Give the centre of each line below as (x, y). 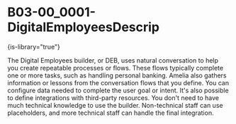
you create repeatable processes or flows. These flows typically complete (116, 68)
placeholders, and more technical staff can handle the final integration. (111, 113)
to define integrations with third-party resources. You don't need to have (113, 98)
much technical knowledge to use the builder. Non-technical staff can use (115, 105)
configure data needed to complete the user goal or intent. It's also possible (118, 90)
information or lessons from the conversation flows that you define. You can (118, 82)
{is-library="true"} (34, 46)
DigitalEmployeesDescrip (83, 27)
